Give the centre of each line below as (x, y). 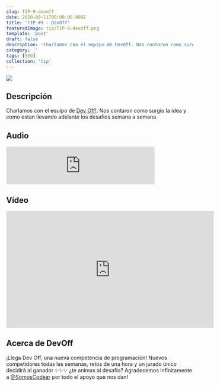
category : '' (22, 50)
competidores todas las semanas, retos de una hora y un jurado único (91, 364)
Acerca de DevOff (40, 344)
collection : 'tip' (29, 61)
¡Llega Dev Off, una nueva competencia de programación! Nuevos (87, 358)
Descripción (29, 96)
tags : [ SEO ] (21, 56)
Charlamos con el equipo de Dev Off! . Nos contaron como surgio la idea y (96, 111)
